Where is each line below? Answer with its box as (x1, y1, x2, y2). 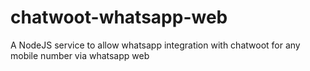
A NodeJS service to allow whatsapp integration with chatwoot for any (10, 39, 301, 51)
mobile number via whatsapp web (10, 49, 150, 61)
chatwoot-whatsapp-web (10, 6, 228, 29)
